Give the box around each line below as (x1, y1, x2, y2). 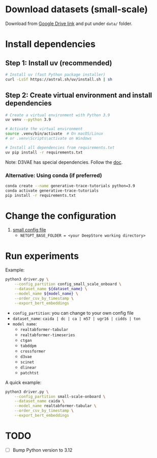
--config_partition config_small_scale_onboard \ (14, 282, 122, 287)
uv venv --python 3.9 (5, 117, 51, 122)
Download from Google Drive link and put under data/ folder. (5, 20, 133, 27)
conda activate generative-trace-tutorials (5, 188, 99, 193)
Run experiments (5, 250, 79, 262)
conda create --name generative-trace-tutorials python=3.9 (5, 183, 136, 188)
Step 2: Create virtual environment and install (5, 91, 152, 100)
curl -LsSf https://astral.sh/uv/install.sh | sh (5, 77, 113, 82)
